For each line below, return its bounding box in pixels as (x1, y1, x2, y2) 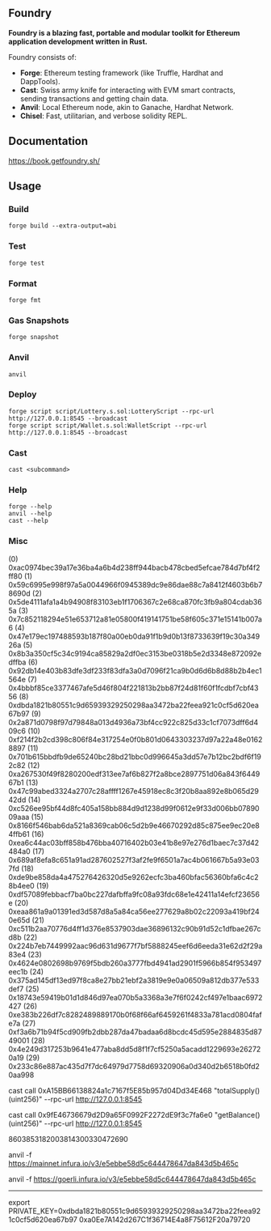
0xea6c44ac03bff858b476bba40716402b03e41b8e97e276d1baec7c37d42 (8, 838, 260, 847)
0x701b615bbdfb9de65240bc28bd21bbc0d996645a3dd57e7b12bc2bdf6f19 (8, 752, 262, 762)
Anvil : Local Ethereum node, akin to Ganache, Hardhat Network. (19, 102, 234, 112)
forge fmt (8, 295, 42, 304)
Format (8, 278, 38, 289)
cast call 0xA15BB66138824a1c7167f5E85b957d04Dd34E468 (8, 1085, 212, 1095)
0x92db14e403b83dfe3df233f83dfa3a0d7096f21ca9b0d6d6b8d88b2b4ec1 (8, 665, 262, 675)
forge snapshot (8, 333, 60, 342)
